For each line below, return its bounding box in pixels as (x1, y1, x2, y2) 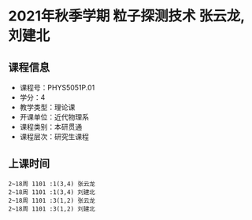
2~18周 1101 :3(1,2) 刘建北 (8, 205, 96, 213)
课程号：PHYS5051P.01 (19, 83, 95, 92)
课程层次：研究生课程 (19, 132, 89, 141)
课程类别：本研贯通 (19, 123, 83, 131)
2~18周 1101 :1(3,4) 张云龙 (8, 180, 96, 188)
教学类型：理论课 (19, 103, 76, 112)
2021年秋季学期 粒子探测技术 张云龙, (8, 7, 245, 25)
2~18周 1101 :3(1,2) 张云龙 (8, 196, 96, 204)
